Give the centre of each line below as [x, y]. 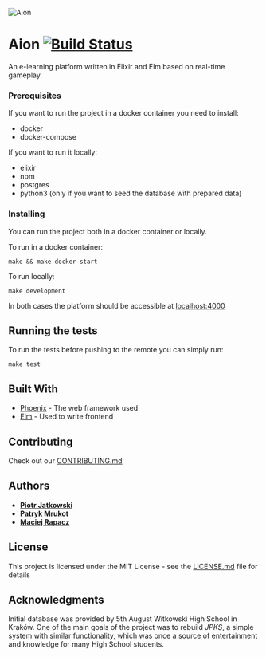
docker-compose [48, 137]
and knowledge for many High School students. [86, 644]
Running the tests [53, 330]
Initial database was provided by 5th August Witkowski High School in [123, 619]
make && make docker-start [53, 262]
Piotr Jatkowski [46, 505]
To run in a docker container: [56, 246]
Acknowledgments [57, 599]
